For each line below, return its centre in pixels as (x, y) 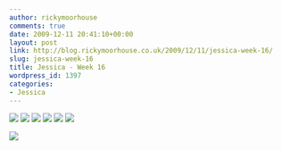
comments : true (37, 26)
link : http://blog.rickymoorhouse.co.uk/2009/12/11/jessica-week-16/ (141, 51)
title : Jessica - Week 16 (57, 68)
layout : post (33, 42)
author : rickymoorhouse (54, 17)
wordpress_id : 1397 (46, 76)
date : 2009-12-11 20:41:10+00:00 (71, 34)
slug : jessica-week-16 (51, 59)
